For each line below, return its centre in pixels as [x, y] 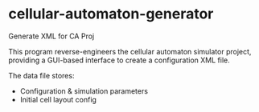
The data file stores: [41, 75]
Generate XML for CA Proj [51, 36]
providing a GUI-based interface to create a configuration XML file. [119, 60]
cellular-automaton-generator [111, 14]
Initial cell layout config [58, 99]
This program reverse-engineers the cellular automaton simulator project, [130, 51]
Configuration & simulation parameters [84, 91]
